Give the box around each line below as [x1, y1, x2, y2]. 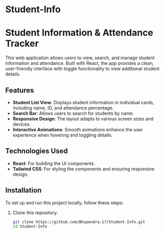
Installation [5, 186, 42, 195]
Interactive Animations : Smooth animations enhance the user [12, 126, 143, 132]
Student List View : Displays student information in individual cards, [12, 99, 154, 105]
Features [5, 86, 34, 95]
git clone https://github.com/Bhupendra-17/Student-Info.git [12, 219, 146, 224]
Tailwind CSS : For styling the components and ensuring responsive [12, 166, 154, 172]
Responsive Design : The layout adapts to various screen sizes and [12, 115, 154, 122]
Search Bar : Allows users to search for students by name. [12, 110, 134, 116]
